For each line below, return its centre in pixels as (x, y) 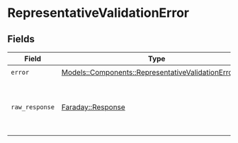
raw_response (33, 107)
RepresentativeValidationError (98, 13)
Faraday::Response (93, 107)
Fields (21, 39)
